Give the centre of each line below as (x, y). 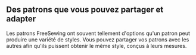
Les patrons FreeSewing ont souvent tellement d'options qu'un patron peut (98, 33)
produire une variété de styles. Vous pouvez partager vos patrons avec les (98, 39)
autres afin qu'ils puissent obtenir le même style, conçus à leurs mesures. (97, 46)
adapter (21, 19)
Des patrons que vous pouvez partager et (85, 10)
